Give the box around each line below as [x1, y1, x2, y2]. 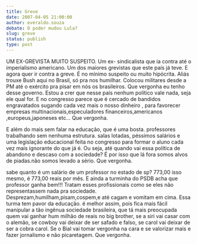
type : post [6, 42, 33, 48]
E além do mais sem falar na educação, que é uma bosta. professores [6, 125, 176, 133]
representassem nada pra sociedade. [6, 187, 97, 194]
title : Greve [6, 8, 38, 15]
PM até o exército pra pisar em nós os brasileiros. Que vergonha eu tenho [6, 83, 185, 90]
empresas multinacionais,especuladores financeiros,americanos [6, 108, 163, 115]
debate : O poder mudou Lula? [6, 25, 78, 31]
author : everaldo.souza [6, 19, 65, 25]
